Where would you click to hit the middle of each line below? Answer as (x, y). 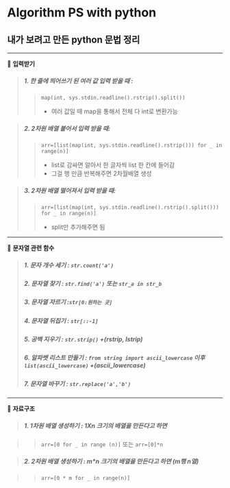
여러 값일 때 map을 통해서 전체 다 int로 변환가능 (114, 111)
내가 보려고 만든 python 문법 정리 (74, 39)
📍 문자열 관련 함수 (31, 247)
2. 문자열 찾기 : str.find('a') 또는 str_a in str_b (93, 283)
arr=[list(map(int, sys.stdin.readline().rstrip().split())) (130, 207)
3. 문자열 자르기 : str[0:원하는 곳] (68, 302)
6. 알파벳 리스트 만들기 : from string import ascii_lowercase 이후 (114, 358)
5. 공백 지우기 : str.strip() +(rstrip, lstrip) (83, 339)
